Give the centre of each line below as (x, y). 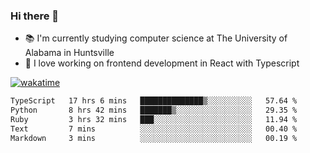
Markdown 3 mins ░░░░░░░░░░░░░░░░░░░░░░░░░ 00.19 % (154, 138)
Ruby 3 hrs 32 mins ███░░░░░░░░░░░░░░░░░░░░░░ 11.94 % (154, 120)
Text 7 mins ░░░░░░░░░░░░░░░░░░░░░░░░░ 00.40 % (154, 129)
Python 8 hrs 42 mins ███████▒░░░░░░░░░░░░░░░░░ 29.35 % (154, 110)
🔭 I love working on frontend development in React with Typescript (162, 63)
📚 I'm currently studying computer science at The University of (156, 38)
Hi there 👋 (35, 16)
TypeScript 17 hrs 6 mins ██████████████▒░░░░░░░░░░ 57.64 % (154, 101)
